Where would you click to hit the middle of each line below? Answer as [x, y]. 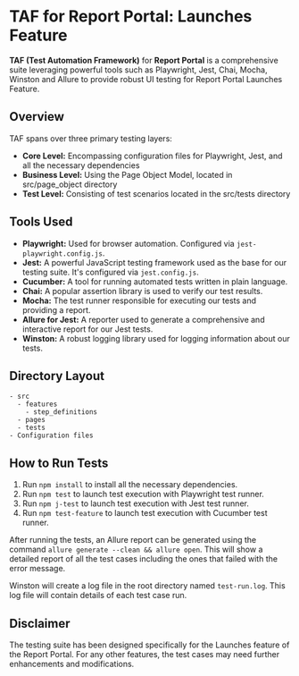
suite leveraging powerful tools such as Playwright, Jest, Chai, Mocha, [138, 70]
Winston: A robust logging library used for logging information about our [156, 338]
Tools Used [41, 222]
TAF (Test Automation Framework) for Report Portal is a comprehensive [144, 60]
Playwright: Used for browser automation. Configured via [128, 243]
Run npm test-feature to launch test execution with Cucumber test [145, 513]
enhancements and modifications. [72, 664]
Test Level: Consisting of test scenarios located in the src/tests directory [156, 193]
